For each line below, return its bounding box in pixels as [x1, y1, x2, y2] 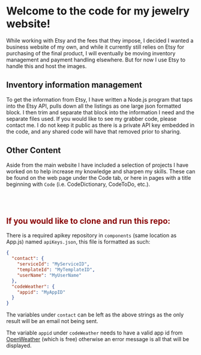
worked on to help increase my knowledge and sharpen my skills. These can [6, 167, 196, 175]
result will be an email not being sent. [6, 318, 98, 325]
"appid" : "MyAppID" [17, 289, 66, 295]
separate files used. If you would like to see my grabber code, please [6, 115, 177, 122]
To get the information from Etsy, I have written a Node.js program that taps [6, 96, 193, 103]
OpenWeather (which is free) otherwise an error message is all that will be [6, 336, 190, 343]
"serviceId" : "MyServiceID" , [17, 261, 90, 267]
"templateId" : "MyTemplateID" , [17, 267, 95, 273]
